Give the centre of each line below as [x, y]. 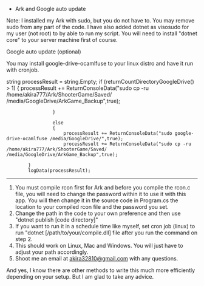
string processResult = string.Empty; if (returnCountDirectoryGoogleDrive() [100, 82]
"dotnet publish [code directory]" [56, 220]
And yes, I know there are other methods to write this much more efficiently [101, 270]
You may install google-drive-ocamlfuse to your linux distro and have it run [100, 63]
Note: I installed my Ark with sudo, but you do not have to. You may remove [100, 20]
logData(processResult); [59, 171]
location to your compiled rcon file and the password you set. [92, 207]
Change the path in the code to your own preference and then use [98, 213]
